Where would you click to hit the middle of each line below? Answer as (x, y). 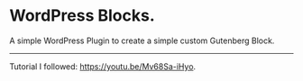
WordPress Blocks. (82, 16)
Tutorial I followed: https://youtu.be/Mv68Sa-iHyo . (103, 66)
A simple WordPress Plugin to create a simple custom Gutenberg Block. (142, 40)
